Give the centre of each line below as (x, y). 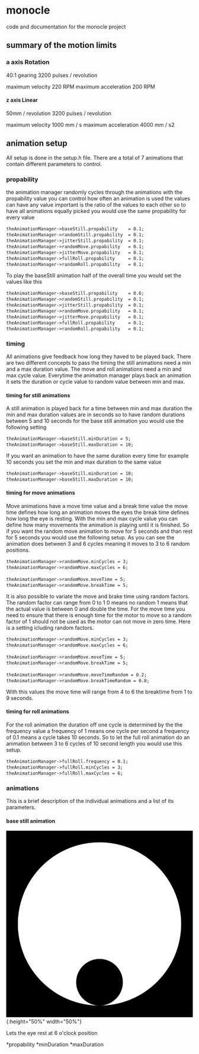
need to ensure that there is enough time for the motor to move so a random (99, 615)
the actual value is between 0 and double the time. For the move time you (96, 609)
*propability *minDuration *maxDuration (55, 1045)
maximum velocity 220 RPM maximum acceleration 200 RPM (81, 86)
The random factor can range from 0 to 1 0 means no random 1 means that (97, 602)
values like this (24, 281)
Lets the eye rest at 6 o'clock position (52, 1033)
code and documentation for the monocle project (66, 27)
